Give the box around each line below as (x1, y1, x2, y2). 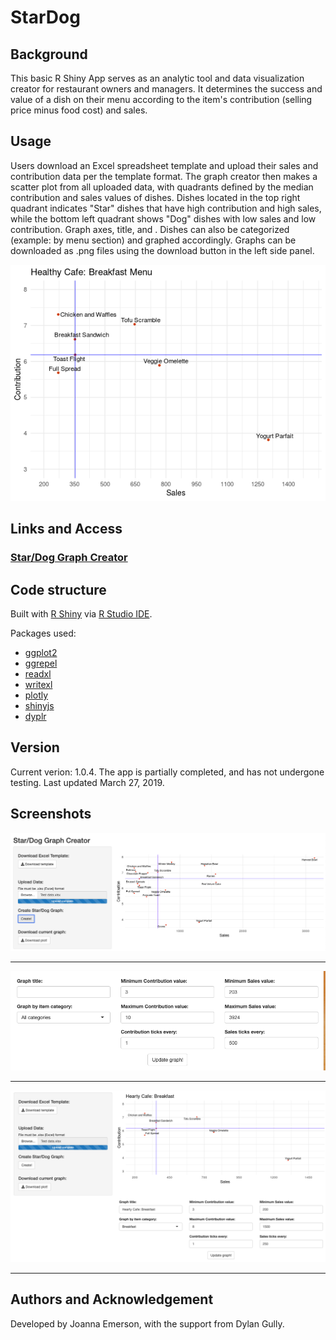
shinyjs (24, 699, 55, 711)
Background (10, 46, 88, 63)
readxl (24, 667, 52, 680)
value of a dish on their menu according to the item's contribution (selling (10, 94, 313, 105)
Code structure (10, 581, 107, 598)
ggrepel (24, 657, 58, 669)
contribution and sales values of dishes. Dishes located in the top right (10, 191, 301, 203)
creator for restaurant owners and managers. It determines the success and (10, 83, 323, 95)
